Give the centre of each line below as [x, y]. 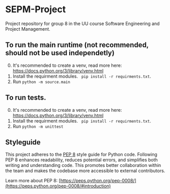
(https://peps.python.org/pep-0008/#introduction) [58, 186]
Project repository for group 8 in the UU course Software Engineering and [82, 23]
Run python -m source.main [41, 81]
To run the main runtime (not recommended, [77, 45]
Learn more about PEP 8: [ [33, 181]
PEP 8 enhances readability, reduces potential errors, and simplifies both [81, 160]
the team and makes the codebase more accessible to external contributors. [85, 171]
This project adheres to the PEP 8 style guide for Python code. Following [81, 155]
